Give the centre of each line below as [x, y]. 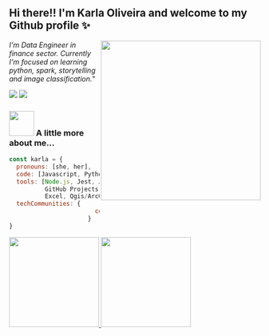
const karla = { [36, 160]
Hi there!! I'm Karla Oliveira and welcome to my [128, 13]
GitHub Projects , [73, 189]
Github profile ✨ [50, 26]
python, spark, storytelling [52, 70]
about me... [32, 143]
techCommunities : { [49, 204]
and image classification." [52, 78]
